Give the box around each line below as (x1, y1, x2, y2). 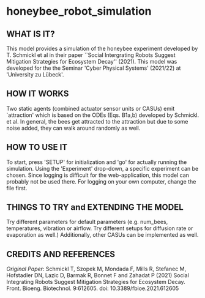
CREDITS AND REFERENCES (6, 249, 115, 259)
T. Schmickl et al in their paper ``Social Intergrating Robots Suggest (6, 51, 176, 59)
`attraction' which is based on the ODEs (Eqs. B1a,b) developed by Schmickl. (6, 111, 199, 119)
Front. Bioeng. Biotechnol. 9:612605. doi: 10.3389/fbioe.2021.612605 (6, 285, 179, 292)
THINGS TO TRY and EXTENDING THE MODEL (6, 202, 184, 212)
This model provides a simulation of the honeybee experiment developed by (6, 45, 198, 52)
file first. (6, 184, 28, 192)
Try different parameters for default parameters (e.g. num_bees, (6, 218, 168, 226)
